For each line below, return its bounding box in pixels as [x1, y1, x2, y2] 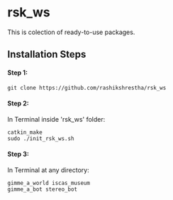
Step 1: [7, 68, 28, 77]
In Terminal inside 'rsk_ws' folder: [7, 115, 106, 123]
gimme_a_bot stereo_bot [7, 186, 78, 193]
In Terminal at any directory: [7, 165, 90, 174]
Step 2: [7, 99, 30, 107]
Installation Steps [7, 48, 86, 60]
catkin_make [7, 129, 43, 136]
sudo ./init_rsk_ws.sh [7, 135, 74, 142]
